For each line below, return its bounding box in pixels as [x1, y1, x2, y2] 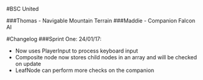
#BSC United [6, 5, 39, 12]
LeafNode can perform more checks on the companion [15, 67, 155, 74]
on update [15, 60, 42, 67]
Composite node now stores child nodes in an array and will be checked [15, 54, 197, 60]
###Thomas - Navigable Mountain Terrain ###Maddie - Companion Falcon [6, 17, 196, 24]
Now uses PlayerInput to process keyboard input [15, 47, 139, 54]
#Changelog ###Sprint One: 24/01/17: [6, 35, 102, 42]
